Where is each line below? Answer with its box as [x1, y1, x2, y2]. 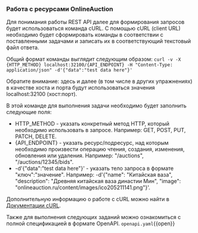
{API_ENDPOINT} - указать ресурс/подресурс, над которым [14, 139, 169, 147]
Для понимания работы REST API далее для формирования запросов [6, 19, 185, 26]
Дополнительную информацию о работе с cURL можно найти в [6, 196, 170, 203]
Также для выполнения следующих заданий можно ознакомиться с [6, 214, 181, 221]
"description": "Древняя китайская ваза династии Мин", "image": [14, 178, 181, 185]
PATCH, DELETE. [14, 133, 57, 140]
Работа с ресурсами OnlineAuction [6, 5, 113, 13]
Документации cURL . [6, 202, 61, 209]
